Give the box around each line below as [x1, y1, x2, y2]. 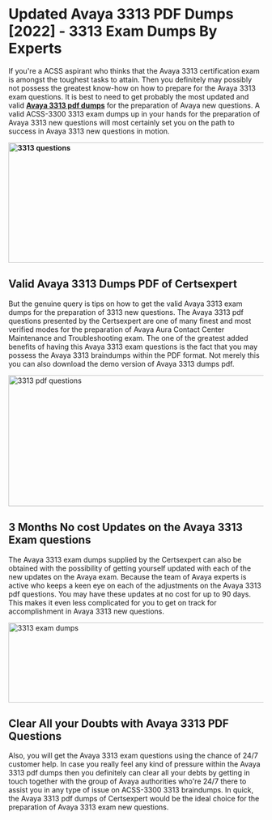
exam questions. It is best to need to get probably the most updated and [8, 91, 249, 101]
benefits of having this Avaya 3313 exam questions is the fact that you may [8, 342, 258, 351]
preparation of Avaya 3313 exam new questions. [8, 802, 169, 812]
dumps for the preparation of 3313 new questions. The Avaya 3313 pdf [8, 307, 244, 317]
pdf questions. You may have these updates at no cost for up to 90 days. [8, 588, 251, 599]
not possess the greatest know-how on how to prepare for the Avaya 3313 [8, 83, 257, 93]
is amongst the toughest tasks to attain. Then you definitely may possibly [8, 74, 253, 84]
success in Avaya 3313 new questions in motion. [8, 126, 170, 136]
